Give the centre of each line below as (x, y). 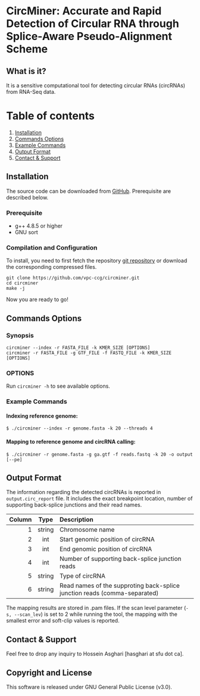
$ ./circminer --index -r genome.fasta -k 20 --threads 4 (79, 428)
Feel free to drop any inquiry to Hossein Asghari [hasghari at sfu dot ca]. (95, 654)
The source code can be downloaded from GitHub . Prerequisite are (89, 191)
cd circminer (22, 283)
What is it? (26, 71)
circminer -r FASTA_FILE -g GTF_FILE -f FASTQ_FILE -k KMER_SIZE (89, 353)
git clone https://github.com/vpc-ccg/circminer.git (73, 278)
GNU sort (26, 232)
